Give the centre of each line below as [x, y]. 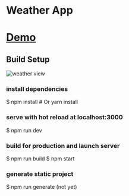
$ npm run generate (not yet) [42, 187]
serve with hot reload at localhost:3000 [64, 118]
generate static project [40, 174]
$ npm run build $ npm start [40, 159]
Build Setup [28, 59]
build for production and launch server [63, 146]
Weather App [40, 10]
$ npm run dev [24, 130]
